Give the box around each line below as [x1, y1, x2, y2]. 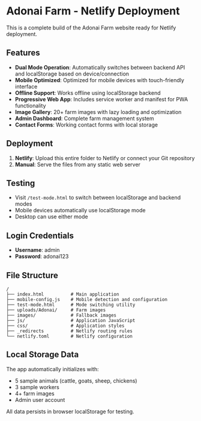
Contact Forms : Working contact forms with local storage [14, 121, 158, 128]
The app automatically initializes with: [6, 365, 99, 372]
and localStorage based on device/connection [14, 70, 130, 77]
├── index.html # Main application [6, 291, 119, 297]
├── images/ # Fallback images [6, 312, 117, 318]
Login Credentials [6, 230, 74, 240]
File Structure [6, 270, 58, 280]
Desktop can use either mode [14, 213, 88, 220]
